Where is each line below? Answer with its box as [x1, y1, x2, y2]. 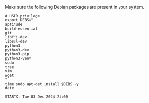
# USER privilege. [5, 14, 42, 18]
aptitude [5, 22, 23, 27]
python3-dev [5, 48, 29, 52]
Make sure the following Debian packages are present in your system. [5, 4, 144, 10]
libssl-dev [5, 39, 27, 44]
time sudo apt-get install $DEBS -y [5, 82, 79, 86]
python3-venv [5, 56, 31, 61]
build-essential [5, 26, 38, 31]
